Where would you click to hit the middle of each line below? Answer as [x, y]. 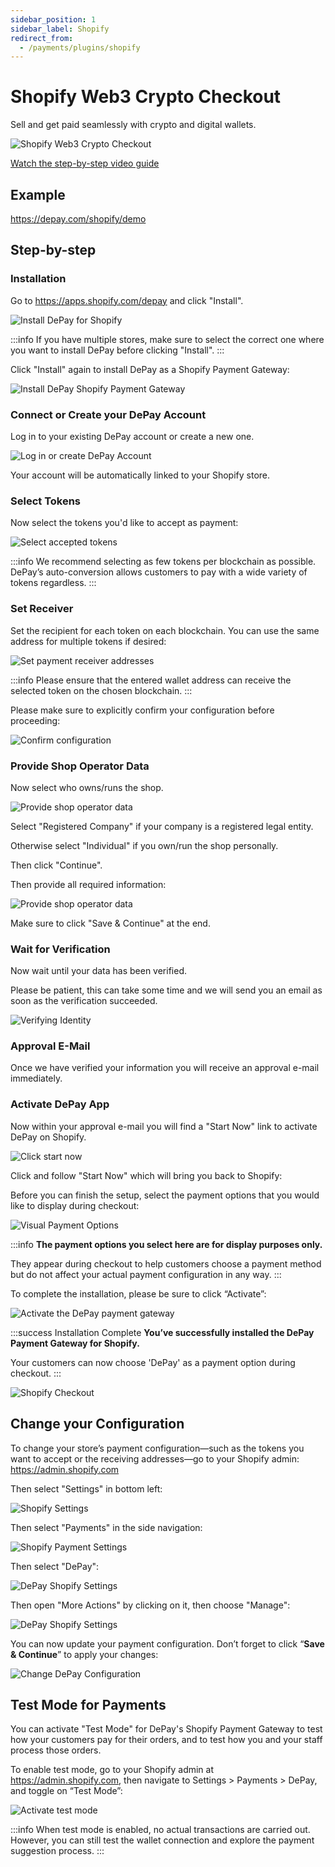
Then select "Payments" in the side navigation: [106, 1527]
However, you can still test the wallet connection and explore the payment [162, 1840]
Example [38, 194]
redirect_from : [42, 38]
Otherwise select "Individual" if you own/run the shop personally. [144, 845]
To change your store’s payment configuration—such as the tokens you [157, 1448]
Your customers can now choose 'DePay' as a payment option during [153, 1362]
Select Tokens [46, 501]
